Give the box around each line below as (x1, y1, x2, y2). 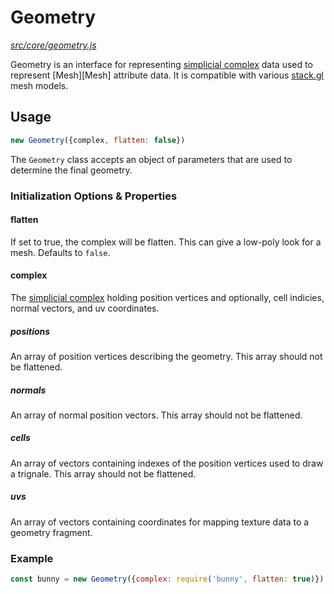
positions (10, 325, 51, 337)
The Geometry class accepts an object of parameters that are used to (10, 153, 293, 165)
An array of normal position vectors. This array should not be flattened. (10, 409, 303, 421)
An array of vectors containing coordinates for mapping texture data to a (10, 516, 310, 528)
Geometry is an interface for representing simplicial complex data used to (10, 58, 313, 70)
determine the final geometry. (10, 164, 133, 176)
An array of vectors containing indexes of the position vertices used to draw (10, 457, 324, 469)
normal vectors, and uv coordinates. (10, 302, 160, 314)
